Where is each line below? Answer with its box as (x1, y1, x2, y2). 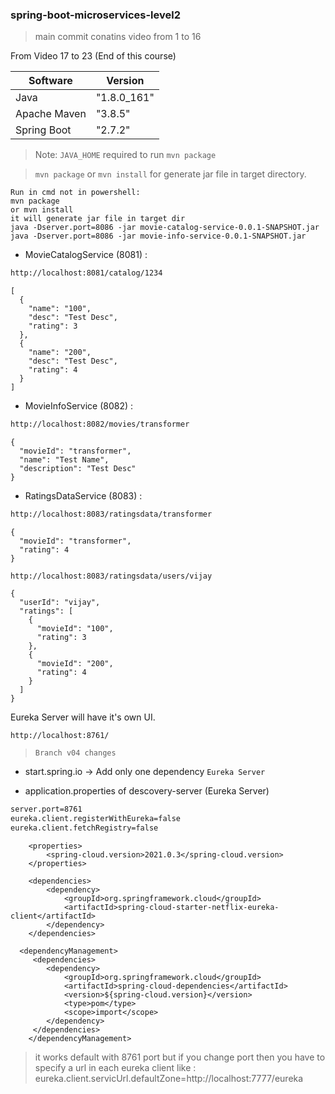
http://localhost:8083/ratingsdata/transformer (10, 509, 213, 520)
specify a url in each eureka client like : (34, 1061, 197, 1073)
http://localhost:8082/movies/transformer (10, 419, 190, 430)
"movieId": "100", (36, 623, 114, 633)
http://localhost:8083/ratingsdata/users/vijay (10, 571, 213, 581)
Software (28, 74, 73, 88)
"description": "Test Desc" (19, 464, 137, 474)
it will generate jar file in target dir (10, 214, 186, 224)
